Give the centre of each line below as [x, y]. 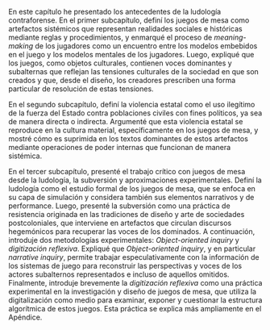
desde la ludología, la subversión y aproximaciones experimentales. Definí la [135, 180]
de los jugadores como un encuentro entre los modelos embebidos [146, 46]
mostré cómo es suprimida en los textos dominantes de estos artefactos [128, 139]
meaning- [230, 37]
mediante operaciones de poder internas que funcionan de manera [120, 147]
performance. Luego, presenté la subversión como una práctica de [120, 206]
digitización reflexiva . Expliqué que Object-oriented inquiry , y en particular [132, 249]
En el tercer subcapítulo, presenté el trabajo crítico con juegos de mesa [127, 171]
